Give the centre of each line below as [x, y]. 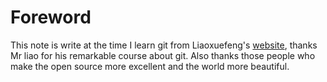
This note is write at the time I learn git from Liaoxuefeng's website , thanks [164, 45]
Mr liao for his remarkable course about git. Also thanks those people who [163, 55]
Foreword [51, 17]
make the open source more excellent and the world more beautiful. [150, 66]
